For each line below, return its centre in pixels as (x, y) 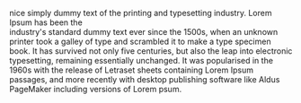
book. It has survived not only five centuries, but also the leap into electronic (151, 51)
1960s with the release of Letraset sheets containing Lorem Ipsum (132, 70)
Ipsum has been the (46, 22)
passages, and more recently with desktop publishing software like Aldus (145, 79)
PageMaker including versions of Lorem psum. (96, 89)
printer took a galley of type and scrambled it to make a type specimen (140, 41)
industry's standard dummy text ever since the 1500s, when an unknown (144, 32)
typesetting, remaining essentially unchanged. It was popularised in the (142, 60)
